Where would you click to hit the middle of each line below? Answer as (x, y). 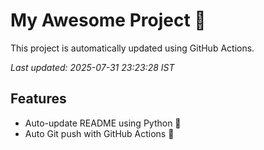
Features (38, 99)
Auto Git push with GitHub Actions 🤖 (99, 133)
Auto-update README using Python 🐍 (103, 123)
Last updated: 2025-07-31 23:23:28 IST (92, 67)
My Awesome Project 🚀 (108, 20)
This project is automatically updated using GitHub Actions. (132, 48)
